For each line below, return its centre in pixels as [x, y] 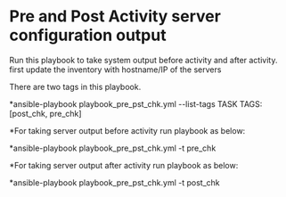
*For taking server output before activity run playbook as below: [127, 130]
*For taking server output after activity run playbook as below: [124, 165]
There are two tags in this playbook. [75, 86]
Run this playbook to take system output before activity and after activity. [143, 60]
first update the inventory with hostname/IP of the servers [115, 70]
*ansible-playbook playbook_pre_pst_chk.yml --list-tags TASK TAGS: [136, 103]
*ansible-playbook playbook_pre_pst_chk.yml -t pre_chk [113, 148]
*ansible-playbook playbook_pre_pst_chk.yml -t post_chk [114, 182]
